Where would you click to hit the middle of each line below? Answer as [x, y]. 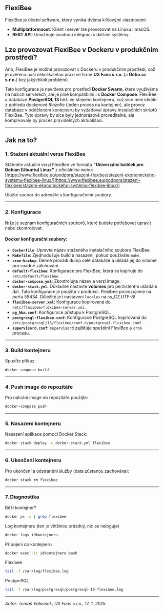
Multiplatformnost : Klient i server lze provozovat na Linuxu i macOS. [81, 29]
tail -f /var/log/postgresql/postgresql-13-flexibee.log [64, 590]
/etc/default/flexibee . [36, 276]
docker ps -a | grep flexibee [36, 516]
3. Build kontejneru [28, 350]
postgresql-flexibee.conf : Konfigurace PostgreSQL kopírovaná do [79, 317]
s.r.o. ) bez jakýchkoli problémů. [37, 80]
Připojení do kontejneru [29, 544]
